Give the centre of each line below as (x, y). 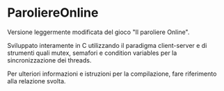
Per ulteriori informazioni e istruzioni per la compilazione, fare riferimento (112, 74)
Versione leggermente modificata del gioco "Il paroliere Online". (98, 32)
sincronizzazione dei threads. (49, 60)
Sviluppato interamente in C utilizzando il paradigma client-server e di (107, 45)
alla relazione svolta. (37, 81)
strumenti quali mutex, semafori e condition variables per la (92, 53)
